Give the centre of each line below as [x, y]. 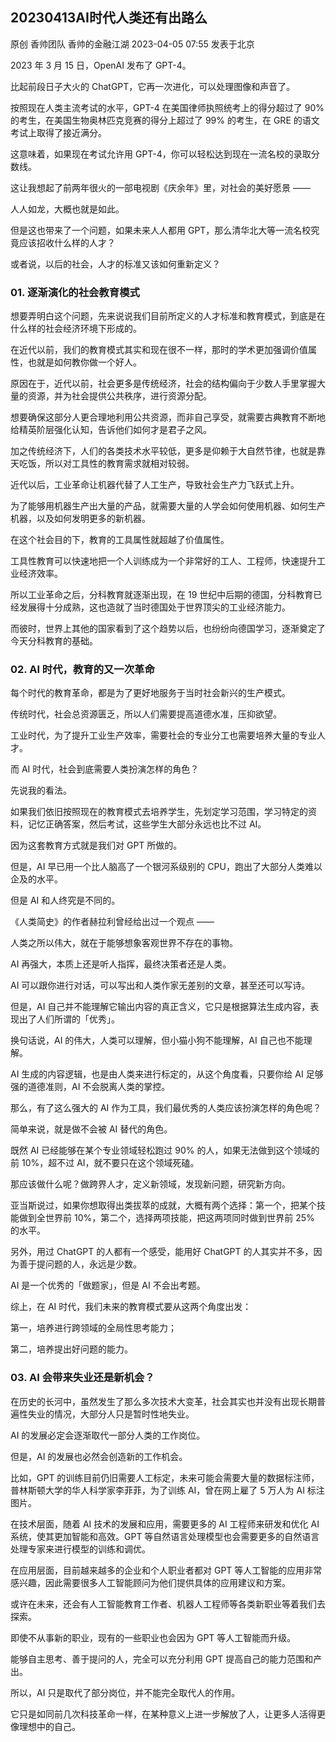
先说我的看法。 [41, 790]
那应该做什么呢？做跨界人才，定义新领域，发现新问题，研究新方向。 [150, 1184]
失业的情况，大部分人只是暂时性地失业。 [111, 1414]
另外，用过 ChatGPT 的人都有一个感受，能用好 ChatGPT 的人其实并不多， [162, 1252]
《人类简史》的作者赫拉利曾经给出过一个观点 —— [112, 922]
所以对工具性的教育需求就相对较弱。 [119, 464]
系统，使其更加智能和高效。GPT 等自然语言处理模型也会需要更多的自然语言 [165, 1536]
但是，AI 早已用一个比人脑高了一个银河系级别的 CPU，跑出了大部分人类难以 [166, 867]
